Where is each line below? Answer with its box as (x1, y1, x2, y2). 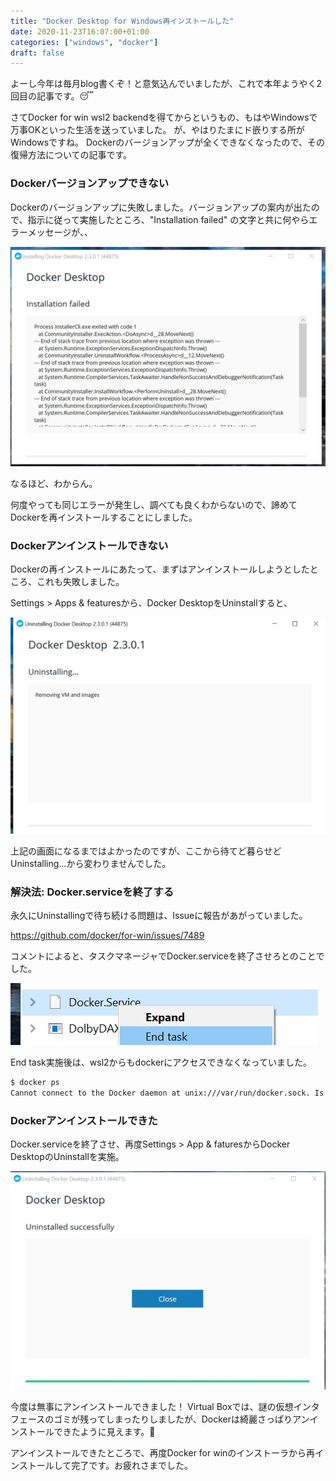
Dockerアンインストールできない (10, 538, 169, 552)
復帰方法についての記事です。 (10, 149, 133, 161)
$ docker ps (10, 1078, 60, 1088)
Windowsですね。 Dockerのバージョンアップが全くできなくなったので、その (10, 136, 325, 149)
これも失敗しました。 (36, 576, 125, 588)
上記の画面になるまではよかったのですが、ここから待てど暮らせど (10, 845, 282, 857)
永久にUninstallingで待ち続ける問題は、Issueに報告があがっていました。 (10, 910, 308, 922)
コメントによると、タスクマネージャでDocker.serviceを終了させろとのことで (10, 950, 325, 962)
